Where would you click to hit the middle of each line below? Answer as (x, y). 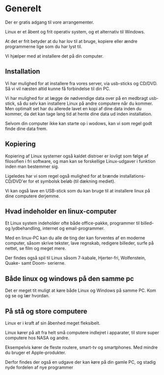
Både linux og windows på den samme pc (69, 279)
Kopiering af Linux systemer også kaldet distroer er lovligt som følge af (77, 156)
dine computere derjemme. (33, 196)
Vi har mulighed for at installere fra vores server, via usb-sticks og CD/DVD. (82, 83)
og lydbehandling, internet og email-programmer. (55, 228)
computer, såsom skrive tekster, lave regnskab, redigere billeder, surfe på (79, 243)
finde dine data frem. (26, 128)
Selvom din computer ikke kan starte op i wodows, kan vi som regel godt (79, 123)
